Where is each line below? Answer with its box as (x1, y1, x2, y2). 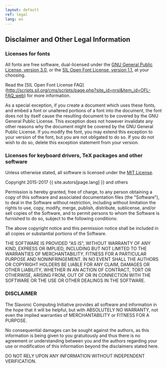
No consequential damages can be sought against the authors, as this (5, 327, 149, 333)
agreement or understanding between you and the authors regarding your (5, 337, 157, 343)
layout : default (5, 7, 39, 13)
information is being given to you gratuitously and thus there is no (5, 332, 140, 338)
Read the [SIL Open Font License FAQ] (5, 82, 84, 88)
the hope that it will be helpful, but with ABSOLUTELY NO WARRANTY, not (5, 306, 158, 313)
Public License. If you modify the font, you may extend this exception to (5, 129, 153, 135)
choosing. (5, 72, 26, 78)
